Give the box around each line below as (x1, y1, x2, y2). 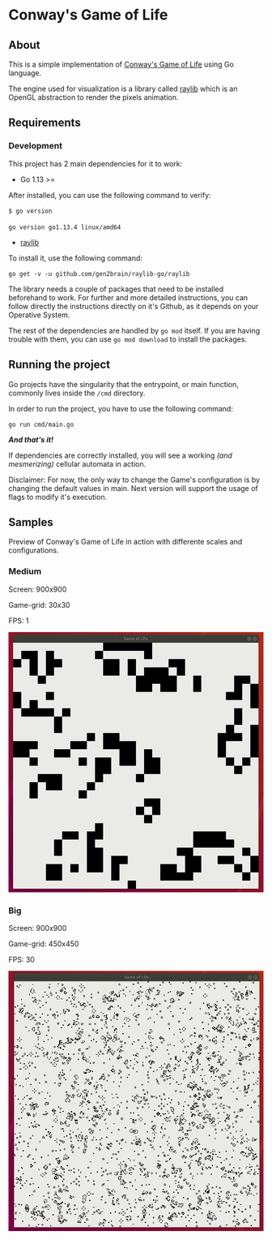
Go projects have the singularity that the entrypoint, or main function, (8, 379, 239, 389)
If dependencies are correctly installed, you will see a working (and (8, 450, 233, 460)
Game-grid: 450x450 (8, 939, 79, 949)
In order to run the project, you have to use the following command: (8, 403, 233, 413)
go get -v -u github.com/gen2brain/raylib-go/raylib (8, 269, 190, 278)
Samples (8, 515, 54, 529)
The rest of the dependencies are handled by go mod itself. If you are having (8, 325, 261, 335)
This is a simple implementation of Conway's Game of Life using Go (8, 59, 235, 69)
